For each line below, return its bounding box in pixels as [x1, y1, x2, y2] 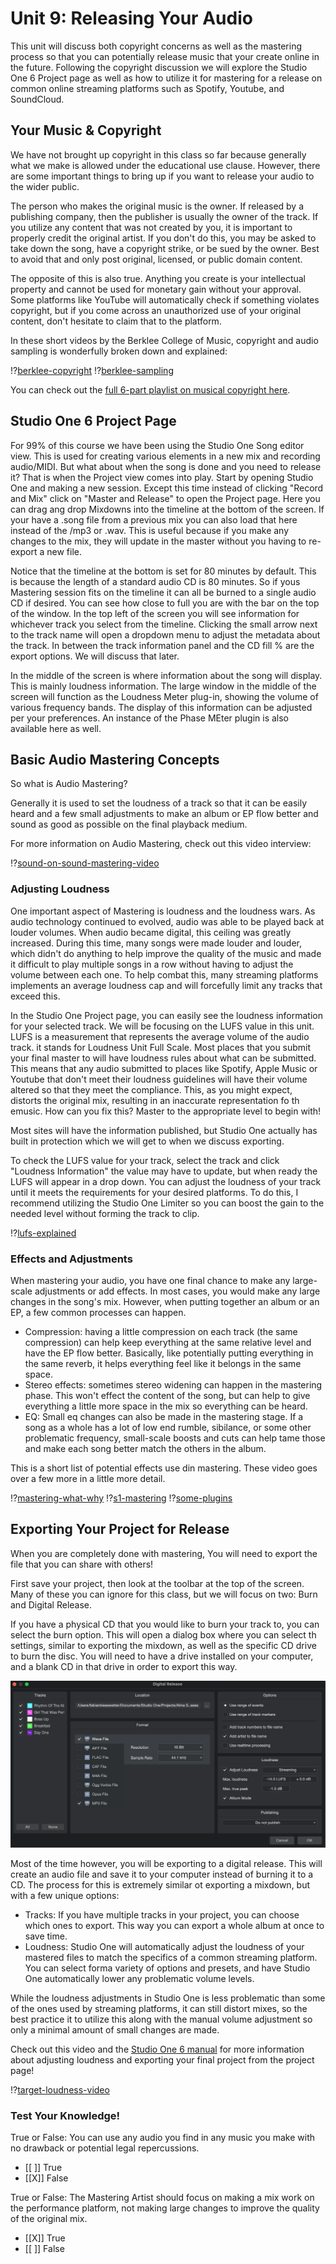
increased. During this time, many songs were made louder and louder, [10, 937, 303, 949]
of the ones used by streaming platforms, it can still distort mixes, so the [10, 2003, 308, 2015]
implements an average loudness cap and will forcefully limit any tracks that [10, 979, 323, 991]
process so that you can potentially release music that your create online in [10, 50, 320, 62]
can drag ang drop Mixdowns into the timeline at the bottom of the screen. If [10, 503, 325, 515]
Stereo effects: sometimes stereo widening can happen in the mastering [24, 1378, 323, 1391]
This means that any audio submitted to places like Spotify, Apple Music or [10, 1062, 318, 1074]
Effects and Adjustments [10, 1252, 133, 1266]
